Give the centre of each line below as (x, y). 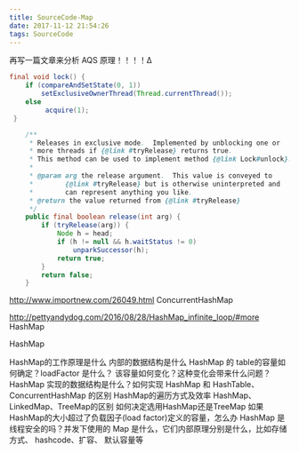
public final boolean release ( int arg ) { (103, 217)
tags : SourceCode (41, 34)
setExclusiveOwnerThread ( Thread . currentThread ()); (137, 94)
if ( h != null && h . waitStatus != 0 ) (127, 242)
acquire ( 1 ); (67, 110)
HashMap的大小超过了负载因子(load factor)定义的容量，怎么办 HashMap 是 (147, 417)
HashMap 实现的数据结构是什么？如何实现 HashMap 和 (110, 385)
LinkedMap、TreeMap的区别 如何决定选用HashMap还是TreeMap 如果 (137, 407)
